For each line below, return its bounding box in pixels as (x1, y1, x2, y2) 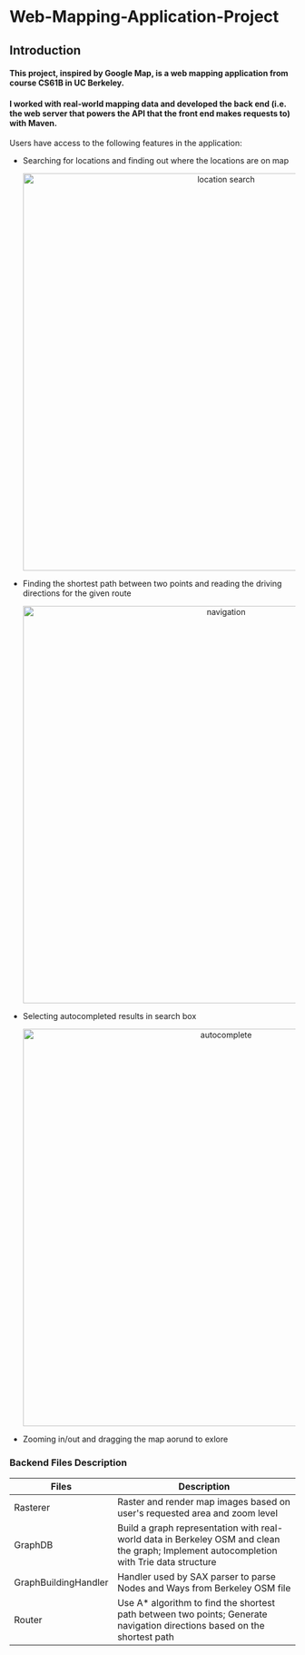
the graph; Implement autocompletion (117, 1544, 278, 1557)
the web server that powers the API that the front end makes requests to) (9, 107, 290, 119)
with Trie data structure (117, 1555, 217, 1568)
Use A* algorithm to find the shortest (117, 1596, 275, 1609)
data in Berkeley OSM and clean (143, 1532, 280, 1545)
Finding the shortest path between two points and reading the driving (22, 579, 282, 590)
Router (14, 1613, 43, 1626)
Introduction (9, 43, 82, 58)
